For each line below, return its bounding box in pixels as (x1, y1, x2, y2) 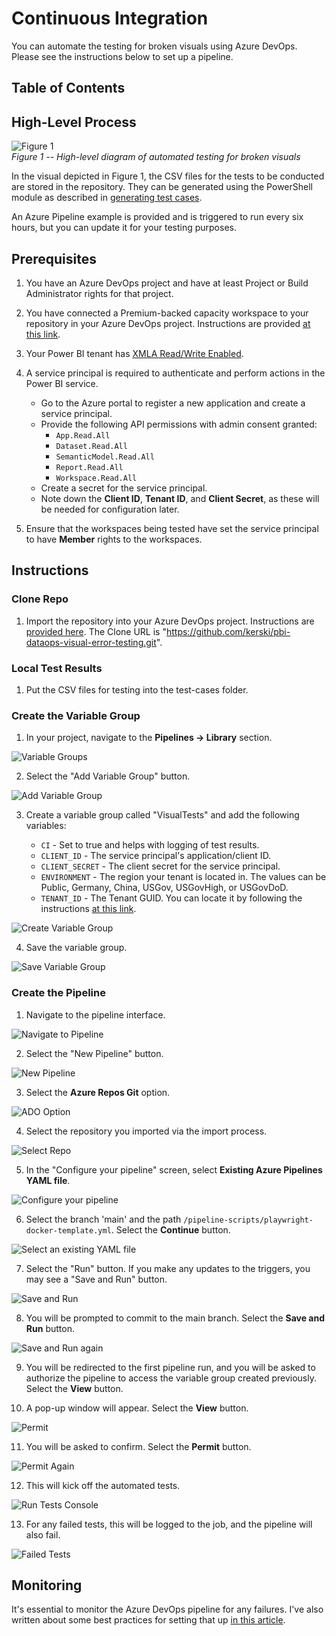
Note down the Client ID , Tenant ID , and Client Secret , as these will (40, 492, 320, 504)
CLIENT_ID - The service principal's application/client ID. (40, 850, 272, 862)
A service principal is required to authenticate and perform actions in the (25, 367, 326, 379)
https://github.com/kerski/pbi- (165, 625, 291, 637)
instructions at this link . (40, 903, 137, 915)
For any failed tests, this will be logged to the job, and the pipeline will (25, 1518, 313, 1530)
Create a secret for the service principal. (40, 482, 208, 494)
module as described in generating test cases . (11, 192, 203, 204)
